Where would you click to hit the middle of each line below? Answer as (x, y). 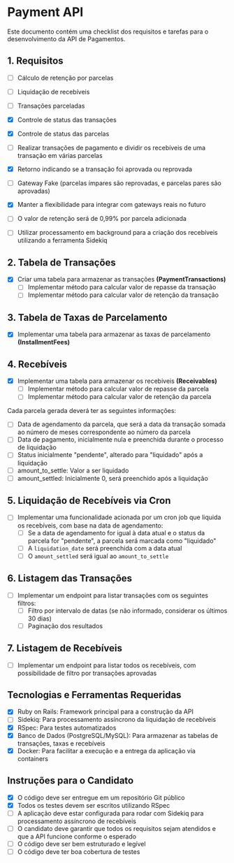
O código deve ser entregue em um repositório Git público (101, 797)
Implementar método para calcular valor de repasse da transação (122, 287)
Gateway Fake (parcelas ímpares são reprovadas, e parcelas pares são (119, 183)
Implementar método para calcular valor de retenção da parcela (119, 397)
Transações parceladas (51, 106)
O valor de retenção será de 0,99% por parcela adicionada (102, 219)
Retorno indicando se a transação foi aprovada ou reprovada (105, 169)
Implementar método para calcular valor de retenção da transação (123, 295)
